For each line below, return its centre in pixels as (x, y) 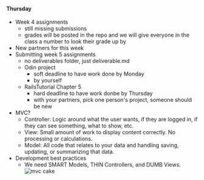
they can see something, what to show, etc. (79, 126)
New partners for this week (49, 48)
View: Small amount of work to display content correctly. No (100, 132)
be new (43, 106)
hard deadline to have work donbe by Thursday (93, 93)
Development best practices (51, 158)
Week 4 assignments (42, 22)
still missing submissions (56, 29)
